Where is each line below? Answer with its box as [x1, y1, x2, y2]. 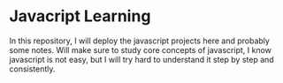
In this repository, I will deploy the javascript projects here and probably [9, 35, 270, 46]
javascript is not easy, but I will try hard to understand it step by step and [9, 54, 274, 64]
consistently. [9, 64, 56, 74]
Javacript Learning [9, 6, 151, 26]
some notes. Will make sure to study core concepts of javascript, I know [9, 44, 272, 55]
